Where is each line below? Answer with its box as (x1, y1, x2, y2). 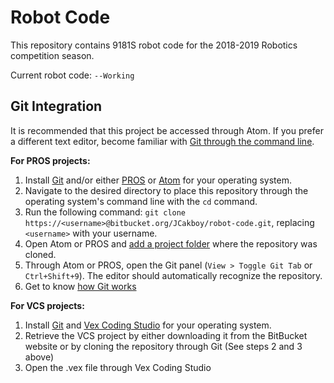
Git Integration (10, 98, 103, 115)
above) (24, 351, 55, 363)
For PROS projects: (10, 154, 91, 166)
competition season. (10, 49, 95, 61)
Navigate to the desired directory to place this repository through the (24, 184, 309, 196)
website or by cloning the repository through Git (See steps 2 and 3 (24, 340, 303, 352)
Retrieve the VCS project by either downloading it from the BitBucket (24, 329, 308, 341)
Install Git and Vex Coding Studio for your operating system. (24, 319, 272, 331)
